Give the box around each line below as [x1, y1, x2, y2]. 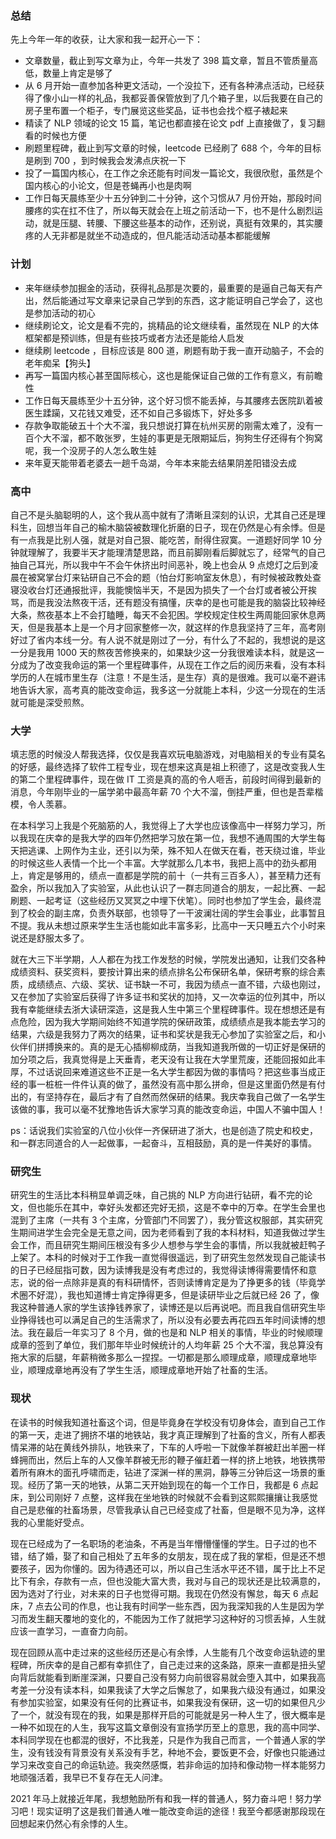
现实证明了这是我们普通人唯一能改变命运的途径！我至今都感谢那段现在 [36, 1805, 326, 1817]
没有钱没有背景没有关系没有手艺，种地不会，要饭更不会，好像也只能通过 [27, 1746, 326, 1758]
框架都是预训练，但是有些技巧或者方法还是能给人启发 [24, 332, 245, 344]
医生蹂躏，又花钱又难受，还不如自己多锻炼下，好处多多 [24, 407, 253, 419]
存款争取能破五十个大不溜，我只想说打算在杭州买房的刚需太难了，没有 [24, 419, 315, 431]
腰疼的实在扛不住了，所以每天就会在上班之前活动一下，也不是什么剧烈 [24, 205, 315, 217]
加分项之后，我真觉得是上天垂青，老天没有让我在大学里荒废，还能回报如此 [10, 1053, 317, 1066]
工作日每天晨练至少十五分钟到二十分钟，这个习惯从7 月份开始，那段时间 [24, 192, 322, 204]
